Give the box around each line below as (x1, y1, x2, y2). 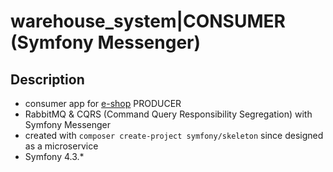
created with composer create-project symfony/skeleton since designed (24, 130, 324, 141)
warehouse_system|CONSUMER (10, 10, 286, 33)
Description (10, 71, 85, 88)
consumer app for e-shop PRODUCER (24, 98, 182, 109)
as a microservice (24, 140, 99, 152)
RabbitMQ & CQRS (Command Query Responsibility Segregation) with (24, 108, 313, 120)
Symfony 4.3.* (24, 151, 85, 162)
